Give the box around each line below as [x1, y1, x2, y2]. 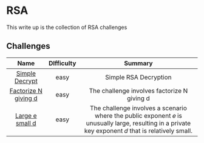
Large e [15, 111, 37, 119]
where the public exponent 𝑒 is [94, 111, 182, 119]
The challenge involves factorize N [89, 86, 188, 95]
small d [16, 119, 36, 127]
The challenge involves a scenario [90, 104, 187, 112]
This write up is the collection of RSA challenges [6, 24, 127, 31]
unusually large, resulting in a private [86, 119, 191, 127]
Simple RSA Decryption [105, 73, 172, 81]
